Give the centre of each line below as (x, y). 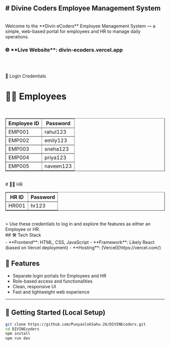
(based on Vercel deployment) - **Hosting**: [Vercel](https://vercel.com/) (83, 248)
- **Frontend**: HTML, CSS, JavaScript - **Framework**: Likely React (80, 242)
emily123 (56, 140)
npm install (18, 334)
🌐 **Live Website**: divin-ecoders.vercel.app (64, 50)
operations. (17, 36)
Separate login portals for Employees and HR (59, 276)
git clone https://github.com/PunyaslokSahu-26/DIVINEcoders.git (75, 324)
